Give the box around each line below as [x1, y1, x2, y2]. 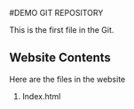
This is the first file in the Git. [9, 25, 114, 35]
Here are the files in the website [9, 74, 126, 84]
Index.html [21, 90, 61, 101]
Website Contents [9, 51, 111, 66]
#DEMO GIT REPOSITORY [9, 8, 104, 18]
